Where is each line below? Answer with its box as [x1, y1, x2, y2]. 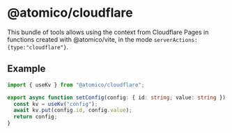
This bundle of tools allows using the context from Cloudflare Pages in [7, 28, 209, 36]
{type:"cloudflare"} [7, 44, 68, 51]
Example [7, 63, 46, 75]
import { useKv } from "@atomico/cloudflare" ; [7, 81, 145, 88]
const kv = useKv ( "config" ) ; [13, 100, 98, 107]
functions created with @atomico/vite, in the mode [7, 35, 153, 43]
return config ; [13, 114, 58, 120]
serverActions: [153, 36, 198, 43]
